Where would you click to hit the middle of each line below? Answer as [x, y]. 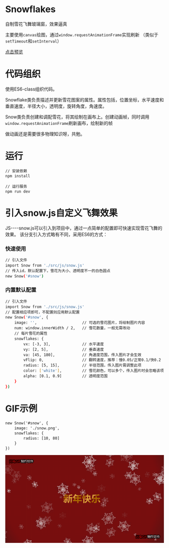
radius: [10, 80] [41, 438]
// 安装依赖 [16, 171]
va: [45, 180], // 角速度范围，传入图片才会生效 [82, 355]
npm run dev [18, 191]
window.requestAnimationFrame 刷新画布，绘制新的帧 [59, 123]
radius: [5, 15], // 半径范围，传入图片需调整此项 [82, 366]
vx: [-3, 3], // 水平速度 [64, 344]
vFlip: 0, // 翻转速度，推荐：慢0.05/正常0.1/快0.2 [92, 360]
